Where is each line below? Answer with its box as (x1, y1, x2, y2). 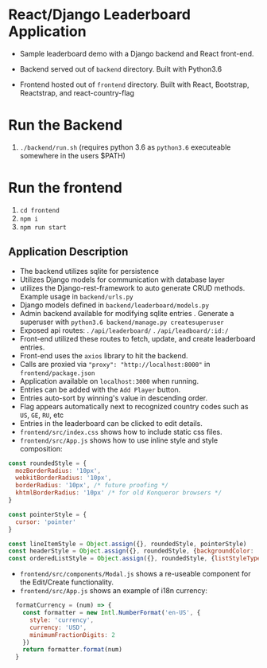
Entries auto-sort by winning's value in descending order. (19, 393, 208, 403)
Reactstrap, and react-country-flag (19, 88, 135, 97)
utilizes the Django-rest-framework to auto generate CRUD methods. (19, 283, 246, 292)
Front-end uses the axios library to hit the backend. (19, 350, 188, 360)
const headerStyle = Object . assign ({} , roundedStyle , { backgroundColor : (8, 547, 254, 555)
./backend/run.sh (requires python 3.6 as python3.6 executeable (19, 142, 231, 152)
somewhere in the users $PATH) (19, 150, 126, 160)
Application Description (8, 245, 129, 259)
